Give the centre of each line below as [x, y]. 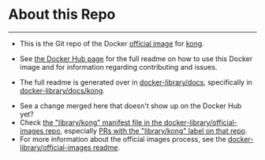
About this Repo [62, 15]
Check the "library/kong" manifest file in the [91, 122]
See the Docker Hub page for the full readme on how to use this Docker [136, 58]
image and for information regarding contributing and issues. [118, 67]
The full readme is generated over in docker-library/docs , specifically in [136, 82]
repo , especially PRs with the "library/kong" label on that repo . [146, 130]
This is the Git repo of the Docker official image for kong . [112, 43]
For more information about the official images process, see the [123, 139]
